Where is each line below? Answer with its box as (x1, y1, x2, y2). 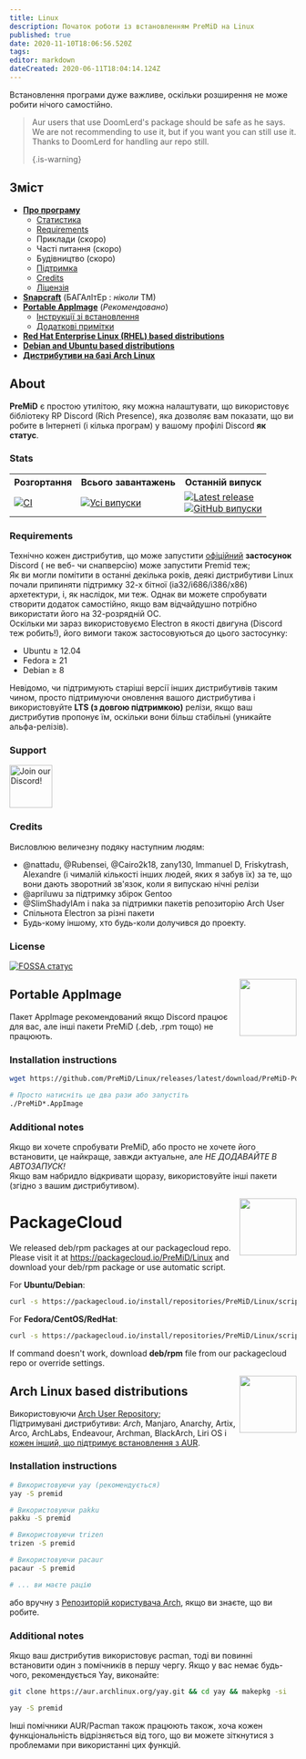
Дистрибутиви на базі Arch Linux (22, 349, 156, 360)
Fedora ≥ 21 (22, 655, 68, 666)
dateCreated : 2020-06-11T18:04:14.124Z (9, 65, 161, 74)
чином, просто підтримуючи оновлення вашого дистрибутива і (9, 692, 256, 703)
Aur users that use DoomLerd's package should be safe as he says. (31, 116, 286, 128)
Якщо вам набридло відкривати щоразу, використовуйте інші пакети (9, 1171, 278, 1181)
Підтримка (36, 262, 78, 274)
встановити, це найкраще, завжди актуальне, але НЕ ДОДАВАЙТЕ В (9, 1151, 278, 1162)
